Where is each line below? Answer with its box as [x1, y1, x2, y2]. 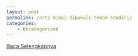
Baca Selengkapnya [6, 43, 57, 50]
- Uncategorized [17, 26, 59, 32]
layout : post [6, 9, 40, 15]
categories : [6, 20, 37, 26]
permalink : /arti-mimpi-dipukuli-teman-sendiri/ [6, 15, 133, 21]
